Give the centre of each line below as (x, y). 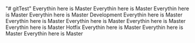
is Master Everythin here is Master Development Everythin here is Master (94, 15)
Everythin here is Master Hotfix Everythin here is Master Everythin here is (95, 27)
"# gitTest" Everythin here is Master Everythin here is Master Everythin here (97, 9)
